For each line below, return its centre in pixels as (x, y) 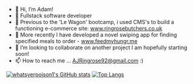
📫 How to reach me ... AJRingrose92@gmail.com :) (79, 61)
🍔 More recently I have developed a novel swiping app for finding (96, 35)
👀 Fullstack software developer (53, 16)
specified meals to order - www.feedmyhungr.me (76, 41)
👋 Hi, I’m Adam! (34, 9)
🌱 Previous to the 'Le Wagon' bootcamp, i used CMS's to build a (94, 22)
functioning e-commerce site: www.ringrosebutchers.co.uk (89, 28)
